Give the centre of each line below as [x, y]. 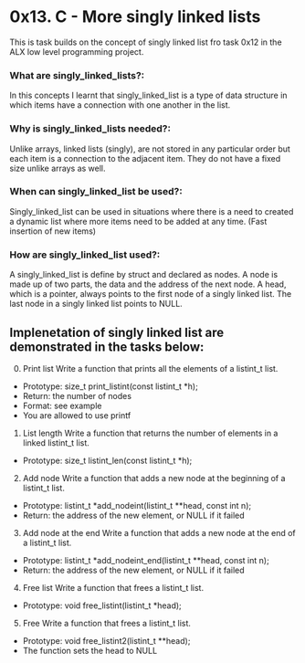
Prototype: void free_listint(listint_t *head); [102, 605]
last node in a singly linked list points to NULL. [96, 304]
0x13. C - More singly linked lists [135, 17]
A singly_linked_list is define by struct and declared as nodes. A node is [144, 275]
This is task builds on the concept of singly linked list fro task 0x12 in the [146, 42]
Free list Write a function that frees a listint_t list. [113, 587]
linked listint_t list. [56, 442]
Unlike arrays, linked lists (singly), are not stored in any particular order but [150, 149]
